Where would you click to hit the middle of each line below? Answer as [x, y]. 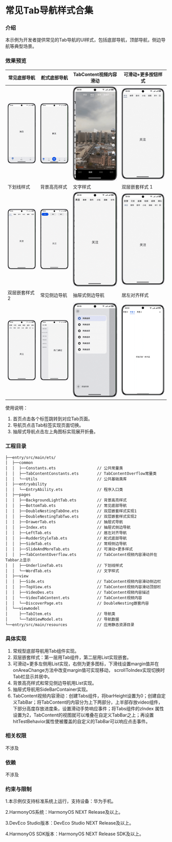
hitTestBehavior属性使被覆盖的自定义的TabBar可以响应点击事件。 [81, 721]
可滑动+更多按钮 [141, 74]
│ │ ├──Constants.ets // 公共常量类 [64, 468]
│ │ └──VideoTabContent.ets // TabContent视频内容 [74, 598]
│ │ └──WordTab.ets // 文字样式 [62, 571]
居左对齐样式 [135, 295]
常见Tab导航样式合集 [49, 11]
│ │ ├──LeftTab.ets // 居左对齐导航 [66, 533]
